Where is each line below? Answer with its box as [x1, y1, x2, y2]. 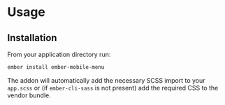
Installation [7, 32, 57, 44]
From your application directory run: [7, 50, 111, 58]
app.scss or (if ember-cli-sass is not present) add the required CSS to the [7, 83, 219, 92]
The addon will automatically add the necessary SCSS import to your [7, 76, 205, 84]
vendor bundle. [7, 91, 51, 99]
